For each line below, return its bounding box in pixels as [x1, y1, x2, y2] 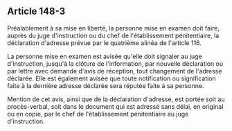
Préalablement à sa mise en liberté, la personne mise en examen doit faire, [7, 24, 220, 32]
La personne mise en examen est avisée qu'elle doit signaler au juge [7, 52, 202, 60]
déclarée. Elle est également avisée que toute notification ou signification [7, 74, 216, 82]
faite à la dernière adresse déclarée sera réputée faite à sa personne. [7, 81, 204, 89]
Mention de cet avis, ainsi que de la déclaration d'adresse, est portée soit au [7, 95, 225, 103]
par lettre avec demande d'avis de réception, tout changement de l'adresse [7, 67, 222, 75]
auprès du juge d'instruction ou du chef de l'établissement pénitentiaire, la [7, 31, 220, 40]
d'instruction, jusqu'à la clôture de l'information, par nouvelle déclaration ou [7, 59, 224, 68]
